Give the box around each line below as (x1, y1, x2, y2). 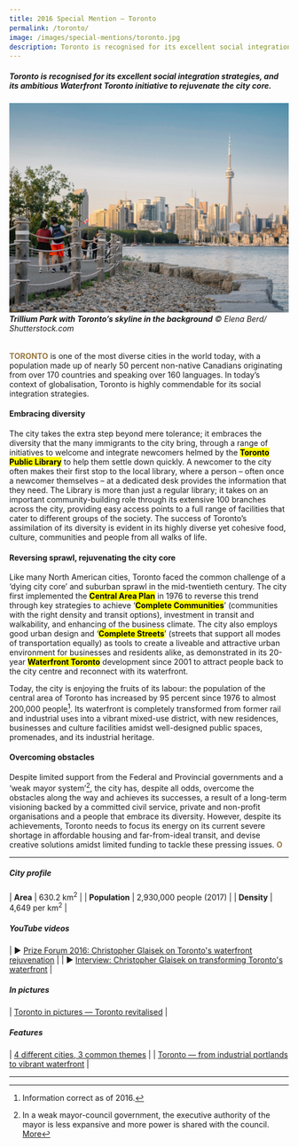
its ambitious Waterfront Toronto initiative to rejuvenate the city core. (9, 80, 272, 90)
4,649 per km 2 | (9, 901, 68, 913)
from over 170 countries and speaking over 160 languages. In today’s (9, 369, 260, 380)
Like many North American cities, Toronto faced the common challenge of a (9, 572, 286, 582)
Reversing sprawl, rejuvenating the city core (9, 552, 176, 563)
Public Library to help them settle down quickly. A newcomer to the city (9, 456, 272, 467)
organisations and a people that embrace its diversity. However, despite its (9, 811, 282, 822)
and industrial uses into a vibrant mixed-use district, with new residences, (9, 713, 279, 723)
